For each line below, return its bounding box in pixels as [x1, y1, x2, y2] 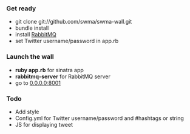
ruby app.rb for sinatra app [15, 66, 84, 73]
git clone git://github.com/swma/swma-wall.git [15, 18, 132, 25]
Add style [15, 108, 39, 115]
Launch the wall [6, 53, 54, 61]
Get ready [6, 4, 36, 13]
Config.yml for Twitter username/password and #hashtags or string [15, 114, 184, 122]
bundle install [15, 24, 49, 32]
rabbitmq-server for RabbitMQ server [15, 73, 111, 80]
